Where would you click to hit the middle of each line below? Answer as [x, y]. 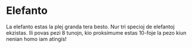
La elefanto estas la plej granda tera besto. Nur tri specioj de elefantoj [90, 27]
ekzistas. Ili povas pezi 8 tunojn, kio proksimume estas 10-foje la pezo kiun [96, 32]
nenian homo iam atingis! [36, 39]
